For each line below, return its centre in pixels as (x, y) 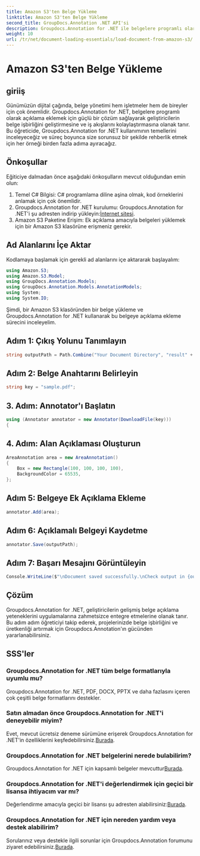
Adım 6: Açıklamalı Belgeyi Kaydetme (77, 531)
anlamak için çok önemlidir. (48, 201)
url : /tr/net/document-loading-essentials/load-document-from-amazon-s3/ (100, 39)
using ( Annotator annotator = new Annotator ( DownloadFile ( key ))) (89, 420)
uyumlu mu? (24, 679)
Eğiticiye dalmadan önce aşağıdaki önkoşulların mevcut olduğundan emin (96, 176)
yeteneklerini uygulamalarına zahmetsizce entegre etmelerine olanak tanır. (97, 616)
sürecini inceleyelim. (31, 322)
